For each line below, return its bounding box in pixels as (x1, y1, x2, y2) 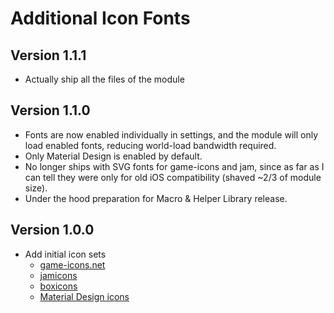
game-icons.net (39, 258, 106, 271)
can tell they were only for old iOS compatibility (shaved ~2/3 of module (24, 171, 322, 183)
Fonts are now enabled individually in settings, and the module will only (24, 128, 319, 141)
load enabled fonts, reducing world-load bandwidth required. (24, 139, 277, 151)
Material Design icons (39, 290, 130, 302)
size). (24, 182, 48, 194)
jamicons (39, 269, 78, 281)
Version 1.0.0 (10, 222, 95, 239)
